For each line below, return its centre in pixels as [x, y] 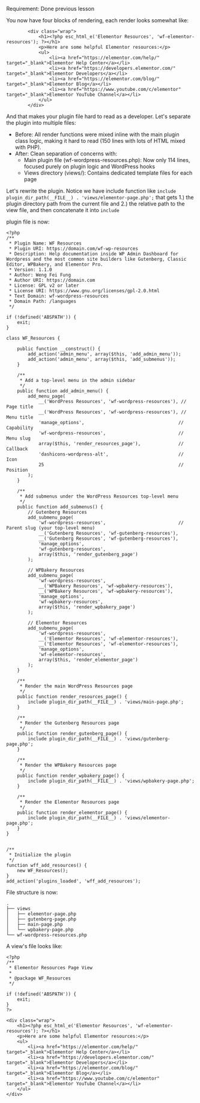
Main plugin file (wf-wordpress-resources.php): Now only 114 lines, [107, 160]
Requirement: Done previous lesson [50, 9]
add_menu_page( [47, 396]
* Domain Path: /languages [43, 301]
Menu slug [19, 439]
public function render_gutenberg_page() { [72, 734]
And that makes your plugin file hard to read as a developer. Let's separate [98, 116]
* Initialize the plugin [40, 855]
